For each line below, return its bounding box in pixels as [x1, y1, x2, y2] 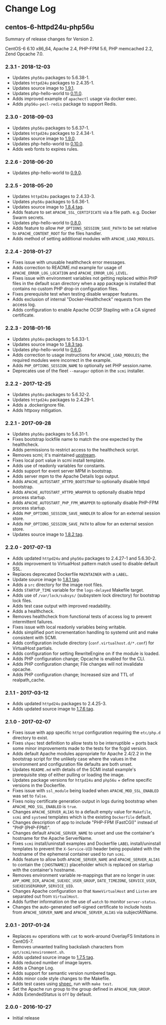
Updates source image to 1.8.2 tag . [12, 531, 84, 537]
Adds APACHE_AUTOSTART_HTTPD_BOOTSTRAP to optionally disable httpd [12, 479, 150, 485]
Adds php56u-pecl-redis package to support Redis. [12, 101, 117, 107]
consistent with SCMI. [12, 634, 57, 640]
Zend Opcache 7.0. [5, 51, 44, 57]
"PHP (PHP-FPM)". [12, 824, 51, 831]
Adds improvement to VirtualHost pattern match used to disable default [12, 560, 159, 566]
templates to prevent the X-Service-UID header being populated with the [12, 846, 160, 852]
